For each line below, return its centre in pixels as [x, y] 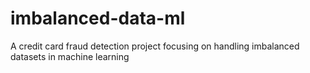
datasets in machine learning [70, 56]
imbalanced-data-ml [98, 18]
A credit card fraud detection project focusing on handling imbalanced [155, 46]
